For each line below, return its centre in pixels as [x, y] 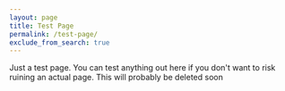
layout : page [34, 17]
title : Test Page [42, 26]
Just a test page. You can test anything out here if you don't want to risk [142, 68]
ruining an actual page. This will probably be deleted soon [117, 78]
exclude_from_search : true [60, 42]
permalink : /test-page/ [54, 34]
